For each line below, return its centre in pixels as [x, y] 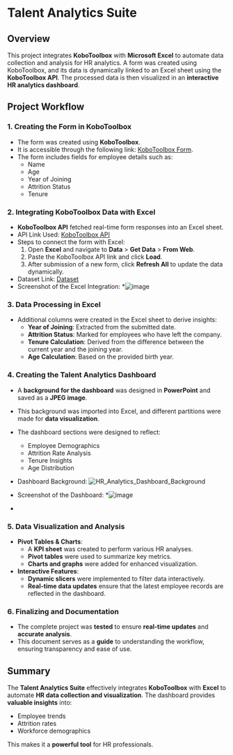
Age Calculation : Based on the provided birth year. [101, 357]
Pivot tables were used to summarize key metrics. [100, 556]
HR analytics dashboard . [43, 85]
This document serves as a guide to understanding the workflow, [111, 642]
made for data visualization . [58, 418]
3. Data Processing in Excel [54, 304]
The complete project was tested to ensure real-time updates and [113, 627]
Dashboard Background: [52, 481]
